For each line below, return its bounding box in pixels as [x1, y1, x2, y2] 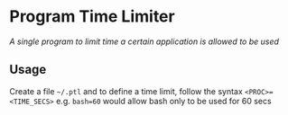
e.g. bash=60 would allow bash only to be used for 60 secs [55, 95, 273, 106]
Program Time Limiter [9, 6, 175, 27]
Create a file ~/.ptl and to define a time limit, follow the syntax [9, 85, 244, 96]
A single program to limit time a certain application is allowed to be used [9, 36, 280, 47]
